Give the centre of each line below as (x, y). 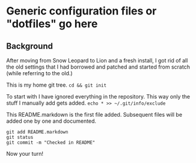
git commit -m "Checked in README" (51, 143)
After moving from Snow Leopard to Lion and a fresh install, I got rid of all (97, 60)
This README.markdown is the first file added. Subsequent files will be (94, 115)
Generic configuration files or (81, 11)
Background (29, 46)
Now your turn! (25, 154)
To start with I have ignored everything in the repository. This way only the (98, 97)
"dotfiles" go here (52, 24)
